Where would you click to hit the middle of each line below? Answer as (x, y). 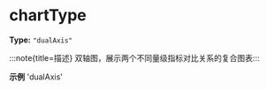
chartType (48, 15)
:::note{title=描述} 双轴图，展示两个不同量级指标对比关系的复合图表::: (134, 57)
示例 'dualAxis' (36, 77)
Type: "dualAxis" (41, 40)
